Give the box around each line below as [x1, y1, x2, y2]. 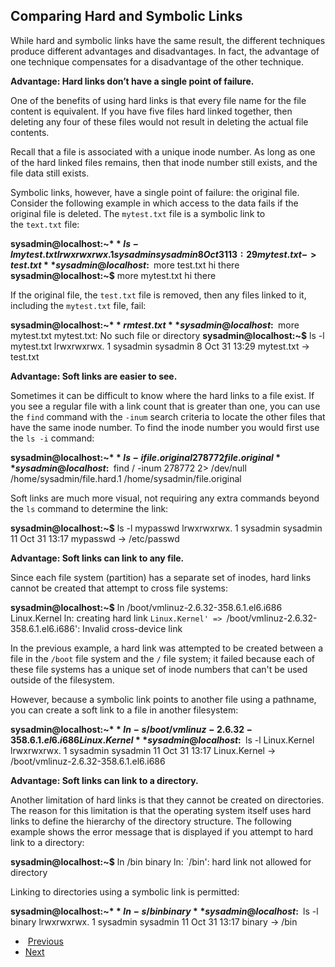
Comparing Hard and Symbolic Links [10, 8, 243, 25]
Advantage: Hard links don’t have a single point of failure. [10, 75, 255, 87]
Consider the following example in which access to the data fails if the [10, 197, 299, 209]
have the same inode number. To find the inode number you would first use [10, 421, 320, 433]
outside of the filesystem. [10, 674, 115, 686]
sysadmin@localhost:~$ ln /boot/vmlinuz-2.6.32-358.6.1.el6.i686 [10, 601, 283, 613]
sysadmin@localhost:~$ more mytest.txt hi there [10, 269, 217, 281]
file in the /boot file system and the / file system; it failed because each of [10, 652, 315, 664]
